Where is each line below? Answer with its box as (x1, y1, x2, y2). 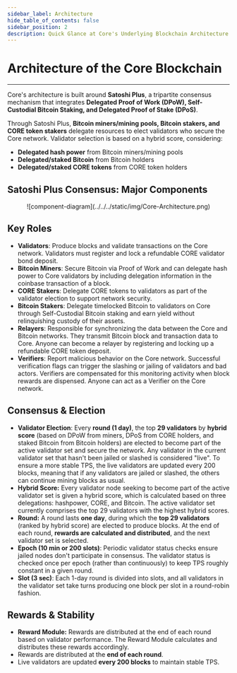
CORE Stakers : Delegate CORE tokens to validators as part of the (17, 286, 207, 295)
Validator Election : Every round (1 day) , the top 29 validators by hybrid (17, 423, 227, 432)
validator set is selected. (17, 536, 89, 544)
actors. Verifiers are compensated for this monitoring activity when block (17, 369, 230, 378)
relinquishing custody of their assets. (17, 316, 126, 325)
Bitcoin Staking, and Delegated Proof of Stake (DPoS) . (37, 105, 198, 114)
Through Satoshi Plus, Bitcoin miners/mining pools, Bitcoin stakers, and (7, 119, 220, 128)
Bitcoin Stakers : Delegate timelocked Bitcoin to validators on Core (17, 301, 211, 310)
